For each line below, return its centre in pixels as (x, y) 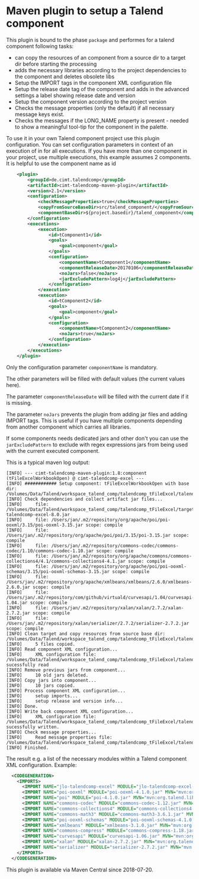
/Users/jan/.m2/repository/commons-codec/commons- (115, 546)
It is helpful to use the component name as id (61, 163)
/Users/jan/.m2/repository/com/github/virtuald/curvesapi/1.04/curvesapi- (100, 597)
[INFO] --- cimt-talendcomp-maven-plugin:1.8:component (76, 473)
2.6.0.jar (18, 587)
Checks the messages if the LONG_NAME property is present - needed (102, 120)
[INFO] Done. (22, 706)
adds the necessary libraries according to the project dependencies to (100, 70)
